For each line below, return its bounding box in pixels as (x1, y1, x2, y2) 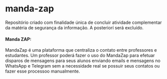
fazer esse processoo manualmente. (5, 68, 80, 75)
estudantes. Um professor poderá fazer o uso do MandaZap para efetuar (5, 53, 155, 59)
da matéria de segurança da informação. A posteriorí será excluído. (5, 24, 144, 30)
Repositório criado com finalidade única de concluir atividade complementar (5, 19, 162, 25)
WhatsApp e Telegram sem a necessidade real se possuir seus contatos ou (5, 63, 160, 69)
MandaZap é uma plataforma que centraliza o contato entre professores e (5, 47, 157, 53)
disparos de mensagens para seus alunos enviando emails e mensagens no (5, 58, 161, 64)
